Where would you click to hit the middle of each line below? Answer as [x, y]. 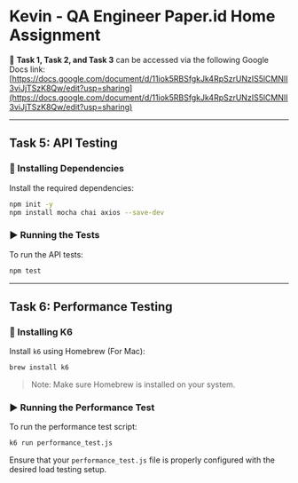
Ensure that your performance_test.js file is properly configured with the [142, 460]
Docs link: [27, 69]
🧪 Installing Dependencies [67, 169]
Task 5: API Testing [63, 143]
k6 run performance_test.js [61, 443]
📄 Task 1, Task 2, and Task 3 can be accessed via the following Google [139, 59]
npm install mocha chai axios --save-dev [87, 212]
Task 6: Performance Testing [91, 307]
